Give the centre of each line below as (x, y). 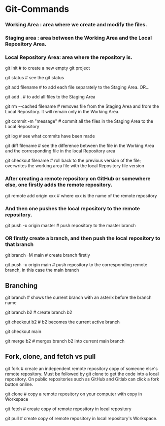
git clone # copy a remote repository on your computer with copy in (74, 394)
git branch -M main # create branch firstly (48, 255)
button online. (19, 384)
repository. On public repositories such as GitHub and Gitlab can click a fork (82, 379)
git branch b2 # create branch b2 (39, 312)
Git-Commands (37, 9)
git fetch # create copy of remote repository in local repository (68, 409)
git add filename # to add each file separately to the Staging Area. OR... (77, 87)
